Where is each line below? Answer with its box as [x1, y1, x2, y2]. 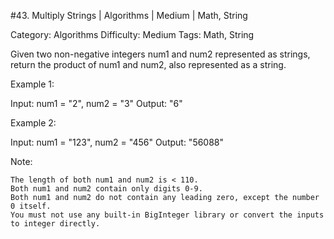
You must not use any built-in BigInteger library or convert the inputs [10, 210, 325, 220]
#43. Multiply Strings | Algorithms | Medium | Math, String [10, 10, 248, 21]
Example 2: [10, 117, 57, 129]
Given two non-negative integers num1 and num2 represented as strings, [10, 48, 311, 60]
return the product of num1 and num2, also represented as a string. [10, 59, 287, 70]
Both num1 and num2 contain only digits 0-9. [10, 184, 203, 194]
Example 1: [10, 78, 55, 90]
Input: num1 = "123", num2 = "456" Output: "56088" [10, 136, 225, 148]
